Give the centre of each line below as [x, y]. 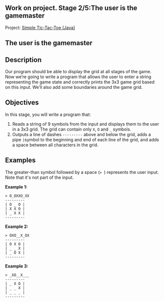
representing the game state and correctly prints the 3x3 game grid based [80, 82]
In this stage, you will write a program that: [48, 114]
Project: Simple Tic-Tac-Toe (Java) [40, 27]
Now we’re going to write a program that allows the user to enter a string [78, 77]
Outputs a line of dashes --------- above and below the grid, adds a [82, 134]
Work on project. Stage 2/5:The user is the [71, 8]
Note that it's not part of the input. [39, 177]
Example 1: [16, 187]
